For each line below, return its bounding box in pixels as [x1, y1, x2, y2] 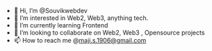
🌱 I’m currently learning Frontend [13, 21, 108, 29]
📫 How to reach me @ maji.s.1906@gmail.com [13, 37, 147, 44]
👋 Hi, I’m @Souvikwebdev [13, 7, 88, 14]
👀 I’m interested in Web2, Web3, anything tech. [13, 14, 149, 22]
